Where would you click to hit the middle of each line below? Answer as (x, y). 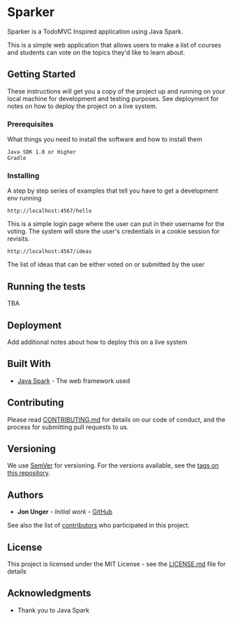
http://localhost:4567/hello (50, 211)
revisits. (18, 239)
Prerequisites (30, 124)
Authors (25, 495)
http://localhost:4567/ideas (50, 252)
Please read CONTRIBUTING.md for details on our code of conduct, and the (116, 419)
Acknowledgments (50, 593)
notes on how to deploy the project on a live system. (82, 106)
